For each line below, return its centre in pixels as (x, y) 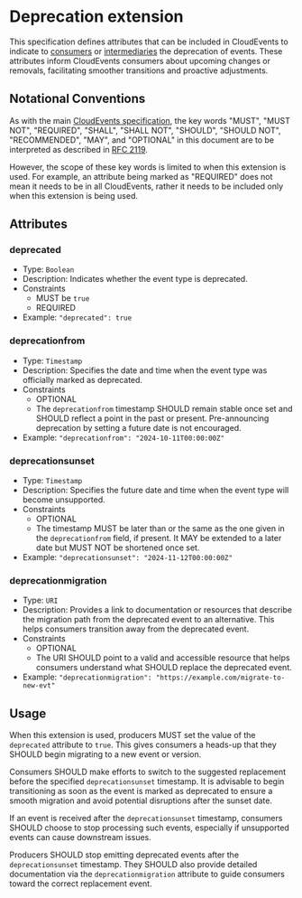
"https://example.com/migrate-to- (220, 678)
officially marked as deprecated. (82, 379)
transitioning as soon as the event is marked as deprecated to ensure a (141, 791)
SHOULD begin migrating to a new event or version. (105, 754)
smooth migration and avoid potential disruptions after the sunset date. (141, 800)
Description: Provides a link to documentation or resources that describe (157, 610)
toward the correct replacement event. (81, 884)
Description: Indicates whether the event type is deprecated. (135, 279)
